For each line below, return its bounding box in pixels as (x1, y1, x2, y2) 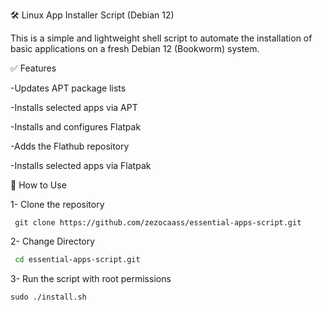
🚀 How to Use (10, 179, 67, 191)
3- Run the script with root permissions (10, 272, 172, 284)
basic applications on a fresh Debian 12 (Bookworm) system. (10, 43, 260, 54)
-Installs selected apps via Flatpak (10, 160, 152, 171)
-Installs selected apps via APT (10, 102, 138, 113)
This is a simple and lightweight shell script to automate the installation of (10, 32, 313, 44)
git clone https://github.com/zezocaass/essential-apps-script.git (14, 218, 302, 228)
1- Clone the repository (10, 199, 105, 210)
